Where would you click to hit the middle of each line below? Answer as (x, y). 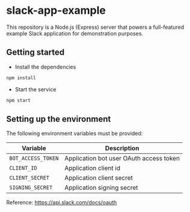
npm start (19, 100)
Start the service (35, 89)
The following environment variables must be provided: (75, 133)
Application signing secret (101, 188)
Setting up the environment (59, 119)
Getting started (35, 53)
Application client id (92, 168)
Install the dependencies (45, 67)
